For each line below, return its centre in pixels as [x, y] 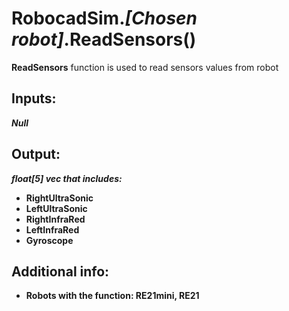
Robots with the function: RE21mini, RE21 [112, 296]
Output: [36, 154]
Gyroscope [49, 240]
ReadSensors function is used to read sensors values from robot [145, 67]
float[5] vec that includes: [67, 178]
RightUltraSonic [59, 198]
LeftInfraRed [52, 229]
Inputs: [34, 98]
